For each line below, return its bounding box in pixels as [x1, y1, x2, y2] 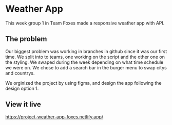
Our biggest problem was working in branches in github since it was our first [5, 48, 167, 54]
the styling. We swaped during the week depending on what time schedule [5, 59, 164, 65]
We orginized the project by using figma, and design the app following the [5, 80, 162, 86]
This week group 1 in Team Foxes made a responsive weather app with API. [5, 20, 165, 26]
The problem [5, 35, 47, 43]
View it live [5, 100, 41, 109]
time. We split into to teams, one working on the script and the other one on [5, 54, 165, 60]
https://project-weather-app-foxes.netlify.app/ [5, 113, 104, 120]
